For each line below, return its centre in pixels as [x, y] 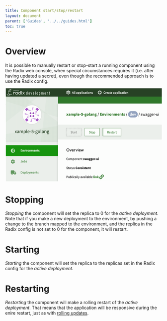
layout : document [23, 16]
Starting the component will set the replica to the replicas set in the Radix [80, 263]
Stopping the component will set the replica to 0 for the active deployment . [82, 213]
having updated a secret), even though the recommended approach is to [80, 76]
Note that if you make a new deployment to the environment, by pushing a [81, 219]
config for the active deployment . [39, 269]
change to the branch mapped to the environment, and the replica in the [79, 224]
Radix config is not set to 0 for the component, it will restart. [67, 229]
